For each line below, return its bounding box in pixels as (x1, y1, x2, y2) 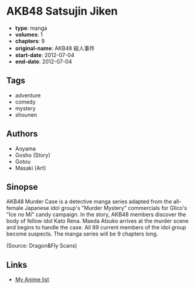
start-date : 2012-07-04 (15, 51, 74, 58)
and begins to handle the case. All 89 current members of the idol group (6, 224, 187, 231)
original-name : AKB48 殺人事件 (15, 44, 95, 52)
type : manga (15, 24, 47, 32)
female (6, 204, 24, 212)
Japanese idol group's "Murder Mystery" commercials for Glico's (24, 204, 188, 212)
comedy (15, 98, 36, 105)
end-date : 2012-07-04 (15, 58, 73, 65)
